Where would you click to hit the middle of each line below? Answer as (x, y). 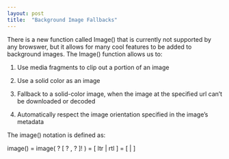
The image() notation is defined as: (56, 135)
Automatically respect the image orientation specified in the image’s (112, 114)
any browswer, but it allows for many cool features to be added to (99, 47)
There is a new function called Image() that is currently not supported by (109, 39)
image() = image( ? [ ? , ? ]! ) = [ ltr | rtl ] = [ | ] (71, 148)
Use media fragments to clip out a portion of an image (93, 67)
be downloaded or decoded (56, 101)
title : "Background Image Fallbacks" (62, 20)
